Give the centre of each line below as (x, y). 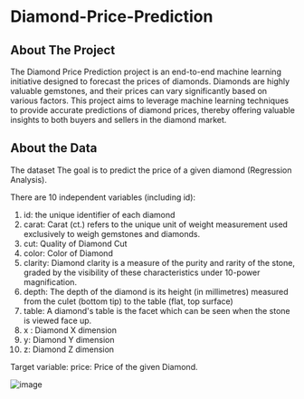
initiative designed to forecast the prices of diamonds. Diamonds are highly (150, 81)
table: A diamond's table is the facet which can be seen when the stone (157, 310)
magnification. (50, 281)
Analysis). (29, 179)
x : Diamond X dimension (70, 330)
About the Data (54, 148)
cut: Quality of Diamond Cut (75, 243)
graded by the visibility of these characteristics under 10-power (142, 272)
